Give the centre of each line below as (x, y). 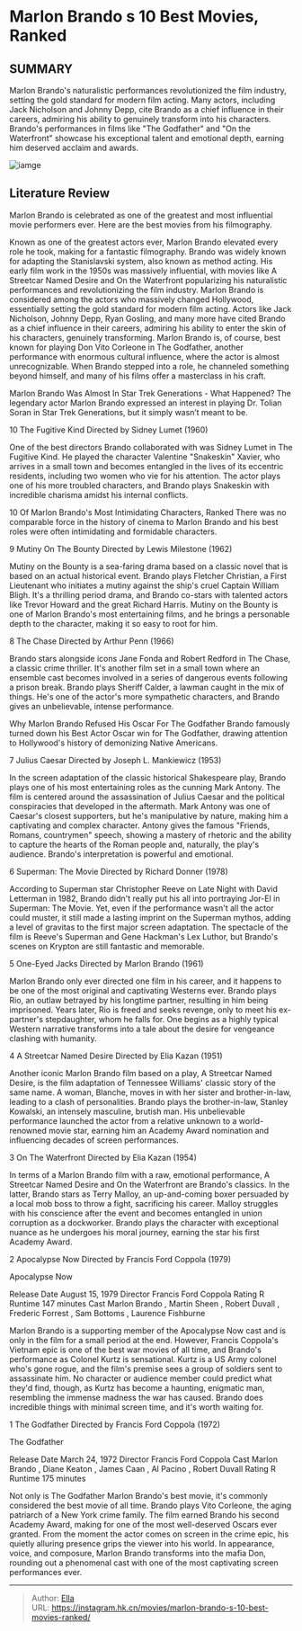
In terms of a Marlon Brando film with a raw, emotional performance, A (140, 1174)
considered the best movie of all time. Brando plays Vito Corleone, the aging (151, 1505)
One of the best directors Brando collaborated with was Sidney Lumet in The (151, 447)
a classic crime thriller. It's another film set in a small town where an (135, 668)
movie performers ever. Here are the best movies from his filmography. (141, 224)
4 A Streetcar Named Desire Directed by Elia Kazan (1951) (116, 1056)
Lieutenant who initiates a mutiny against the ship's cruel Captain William (144, 585)
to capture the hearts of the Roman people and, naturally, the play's (134, 844)
